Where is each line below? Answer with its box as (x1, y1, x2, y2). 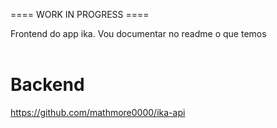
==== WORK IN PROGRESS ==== (10, 9, 150, 20)
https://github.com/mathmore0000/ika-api (10, 106, 186, 118)
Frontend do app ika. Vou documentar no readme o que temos (10, 28, 267, 39)
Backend (10, 74, 85, 96)
